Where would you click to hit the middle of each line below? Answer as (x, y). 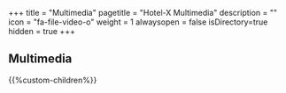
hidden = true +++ (42, 31)
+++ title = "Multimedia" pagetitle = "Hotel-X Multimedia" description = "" (143, 13)
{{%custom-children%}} (53, 80)
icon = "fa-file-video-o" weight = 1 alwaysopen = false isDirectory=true (138, 22)
